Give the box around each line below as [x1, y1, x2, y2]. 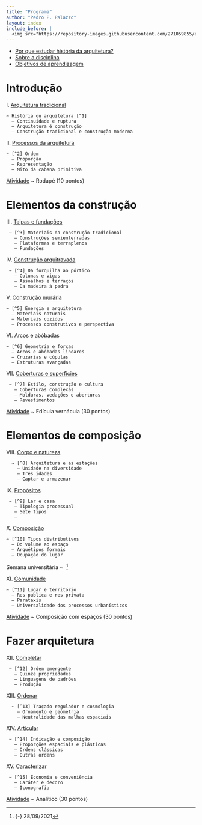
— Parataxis [11, 597, 42, 603]
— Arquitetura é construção [11, 124, 82, 130]
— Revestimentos [14, 397, 55, 403]
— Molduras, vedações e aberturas [14, 392, 101, 398]
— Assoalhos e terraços [14, 278, 74, 284]
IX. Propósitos [6, 486, 41, 493]
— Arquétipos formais [11, 546, 66, 553]
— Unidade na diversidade [17, 465, 82, 472]
